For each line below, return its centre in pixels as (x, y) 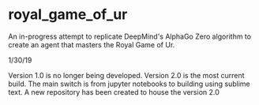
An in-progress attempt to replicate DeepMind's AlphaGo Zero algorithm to (129, 36)
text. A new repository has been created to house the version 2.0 (114, 92)
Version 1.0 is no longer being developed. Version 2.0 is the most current (126, 75)
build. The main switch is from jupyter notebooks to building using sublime (129, 84)
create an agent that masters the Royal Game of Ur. (92, 44)
